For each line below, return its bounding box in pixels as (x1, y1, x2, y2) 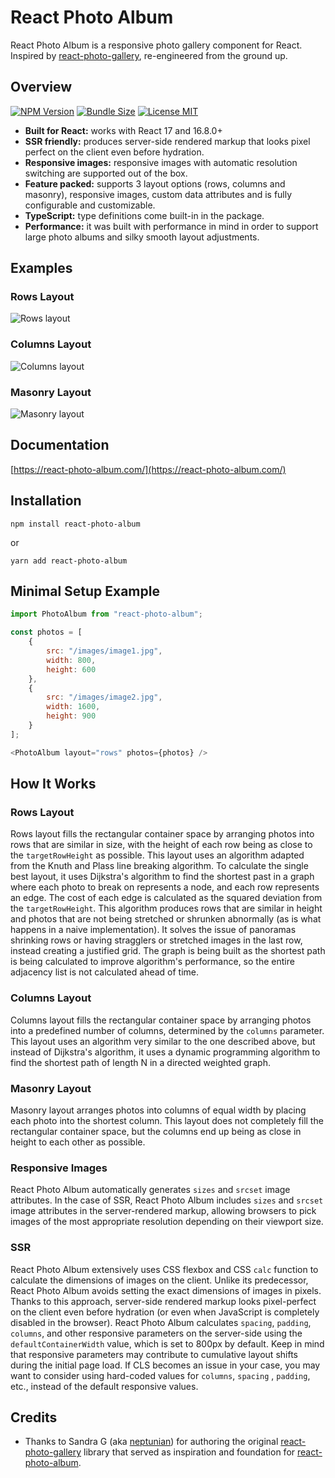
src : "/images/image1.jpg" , (46, 646, 163, 656)
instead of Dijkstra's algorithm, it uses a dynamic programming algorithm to (10, 1046, 321, 1058)
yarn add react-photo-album (10, 556, 128, 566)
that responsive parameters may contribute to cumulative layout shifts (10, 1348, 298, 1360)
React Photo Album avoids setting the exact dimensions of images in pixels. (10, 1284, 322, 1296)
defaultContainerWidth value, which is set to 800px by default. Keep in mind (10, 1337, 325, 1350)
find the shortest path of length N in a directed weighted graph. (10, 1056, 271, 1068)
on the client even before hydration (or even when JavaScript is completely (10, 1306, 320, 1318)
